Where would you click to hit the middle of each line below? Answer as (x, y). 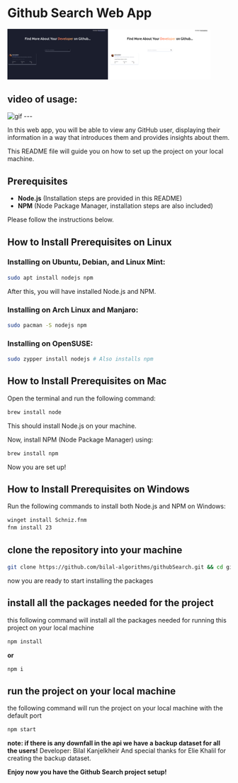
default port (24, 716)
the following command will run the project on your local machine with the (115, 708)
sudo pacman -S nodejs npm (47, 325)
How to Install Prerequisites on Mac (87, 381)
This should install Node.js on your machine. (72, 426)
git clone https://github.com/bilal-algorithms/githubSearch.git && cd (115, 567)
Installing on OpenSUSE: (50, 344)
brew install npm (33, 453)
